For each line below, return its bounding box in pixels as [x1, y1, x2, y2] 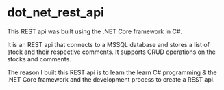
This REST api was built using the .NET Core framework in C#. [7, 27, 183, 35]
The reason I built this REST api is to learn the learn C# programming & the [7, 68, 217, 76]
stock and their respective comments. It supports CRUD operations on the [7, 48, 216, 56]
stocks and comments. [7, 55, 72, 63]
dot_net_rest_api [7, 5, 105, 20]
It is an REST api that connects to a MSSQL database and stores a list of [7, 40, 210, 48]
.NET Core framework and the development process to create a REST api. [7, 75, 215, 83]
